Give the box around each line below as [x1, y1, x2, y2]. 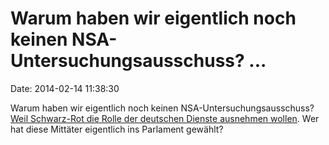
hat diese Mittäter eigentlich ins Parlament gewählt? [10, 123, 224, 135]
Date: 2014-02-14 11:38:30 [10, 82, 120, 94]
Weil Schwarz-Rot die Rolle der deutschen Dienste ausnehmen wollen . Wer [10, 112, 320, 124]
